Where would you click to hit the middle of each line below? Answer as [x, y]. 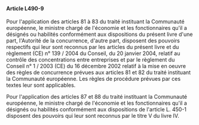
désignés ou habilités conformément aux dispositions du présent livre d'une [99, 34]
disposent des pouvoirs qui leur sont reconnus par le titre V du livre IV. [93, 116]
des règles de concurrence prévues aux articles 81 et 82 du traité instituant [99, 72]
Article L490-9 [25, 8]
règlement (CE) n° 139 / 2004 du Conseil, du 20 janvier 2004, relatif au [93, 53]
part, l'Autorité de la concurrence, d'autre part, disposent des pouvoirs [93, 41]
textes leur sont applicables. [41, 85]
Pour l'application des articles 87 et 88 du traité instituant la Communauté [97, 97]
